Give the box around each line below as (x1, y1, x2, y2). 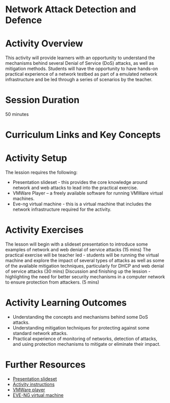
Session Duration (5, 94, 80, 106)
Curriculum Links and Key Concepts (5, 129, 161, 141)
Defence (5, 14, 42, 26)
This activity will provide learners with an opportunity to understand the (5, 55, 155, 61)
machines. (12, 196, 35, 202)
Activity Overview (5, 38, 83, 50)
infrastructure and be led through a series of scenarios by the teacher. (5, 77, 153, 83)
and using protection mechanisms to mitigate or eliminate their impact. (12, 341, 161, 347)
